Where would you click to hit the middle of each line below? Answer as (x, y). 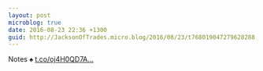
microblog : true (35, 23)
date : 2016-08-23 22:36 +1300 (58, 30)
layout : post (30, 15)
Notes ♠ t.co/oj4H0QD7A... (51, 59)
